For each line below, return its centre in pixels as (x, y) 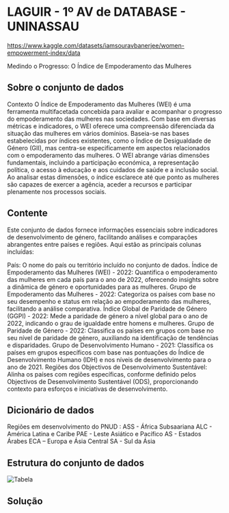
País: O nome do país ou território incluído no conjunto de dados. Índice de (112, 265)
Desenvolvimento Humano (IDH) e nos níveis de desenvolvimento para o (109, 359)
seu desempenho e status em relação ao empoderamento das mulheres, (109, 301)
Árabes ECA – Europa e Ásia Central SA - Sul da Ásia (81, 441)
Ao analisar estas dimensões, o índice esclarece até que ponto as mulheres (113, 177)
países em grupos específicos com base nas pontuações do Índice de (106, 352)
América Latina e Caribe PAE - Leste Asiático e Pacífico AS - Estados (104, 434)
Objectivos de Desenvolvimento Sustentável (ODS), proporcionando (103, 381)
